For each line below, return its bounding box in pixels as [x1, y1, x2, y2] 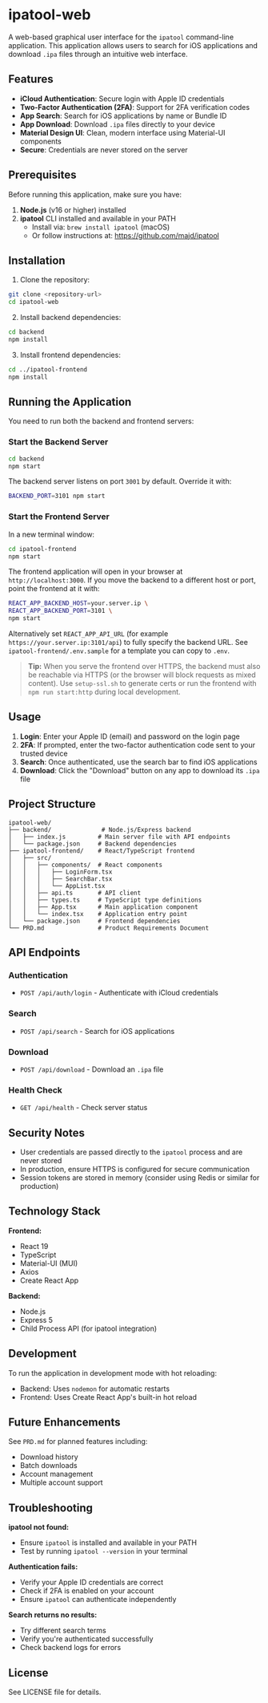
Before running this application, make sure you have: [8, 189, 182, 199]
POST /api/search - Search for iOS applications [19, 1026, 175, 1036]
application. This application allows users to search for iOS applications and [8, 40, 258, 50]
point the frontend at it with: [8, 584, 100, 594]
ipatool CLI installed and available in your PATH [19, 213, 176, 223]
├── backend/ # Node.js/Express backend [8, 825, 192, 833]
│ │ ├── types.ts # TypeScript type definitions [8, 896, 202, 904]
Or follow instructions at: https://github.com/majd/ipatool [31, 230, 220, 240]
